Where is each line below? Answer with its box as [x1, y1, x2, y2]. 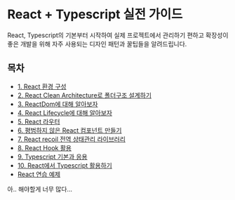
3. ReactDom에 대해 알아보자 [17, 100, 98, 108]
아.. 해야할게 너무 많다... [7, 185, 72, 193]
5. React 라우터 [17, 117, 60, 126]
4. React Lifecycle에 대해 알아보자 [17, 108, 112, 116]
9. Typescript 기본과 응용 [17, 152, 88, 161]
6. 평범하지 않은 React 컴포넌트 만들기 [17, 126, 122, 134]
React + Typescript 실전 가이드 [7, 6, 183, 22]
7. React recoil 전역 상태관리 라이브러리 [17, 135, 126, 143]
